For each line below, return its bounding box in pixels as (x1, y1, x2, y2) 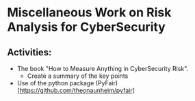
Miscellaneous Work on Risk (7, 5, 172, 20)
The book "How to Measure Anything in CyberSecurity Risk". (16, 65, 189, 72)
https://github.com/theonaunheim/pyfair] (19, 87, 135, 94)
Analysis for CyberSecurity (7, 19, 166, 35)
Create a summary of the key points (27, 72, 129, 80)
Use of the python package (16, 79, 94, 87)
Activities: (7, 46, 52, 58)
